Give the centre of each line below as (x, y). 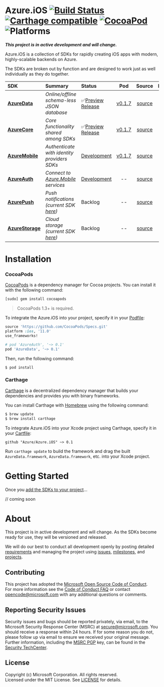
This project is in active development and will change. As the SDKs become (81, 532)
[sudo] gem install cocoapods (36, 299)
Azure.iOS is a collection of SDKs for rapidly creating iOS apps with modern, (82, 54)
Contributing (25, 572)
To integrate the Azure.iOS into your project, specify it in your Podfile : (75, 318)
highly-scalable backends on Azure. (41, 59)
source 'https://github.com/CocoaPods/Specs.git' (57, 327)
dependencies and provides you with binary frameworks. (62, 395)
